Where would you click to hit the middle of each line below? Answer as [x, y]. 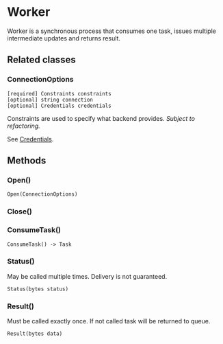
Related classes [42, 60]
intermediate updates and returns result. [64, 38]
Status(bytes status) [38, 289]
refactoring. [24, 126]
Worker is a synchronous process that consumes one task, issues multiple [112, 31]
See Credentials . [30, 139]
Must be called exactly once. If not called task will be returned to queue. [109, 321]
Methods [27, 161]
